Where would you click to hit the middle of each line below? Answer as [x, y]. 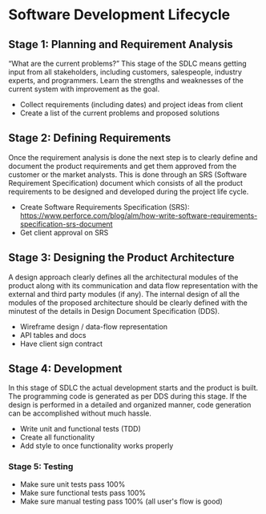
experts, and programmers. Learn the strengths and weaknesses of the [126, 80]
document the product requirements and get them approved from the [123, 166]
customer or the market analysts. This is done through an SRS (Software [127, 175]
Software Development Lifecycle [119, 15]
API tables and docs [53, 335]
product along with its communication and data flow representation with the [133, 285]
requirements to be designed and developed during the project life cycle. [129, 191]
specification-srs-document [66, 224]
